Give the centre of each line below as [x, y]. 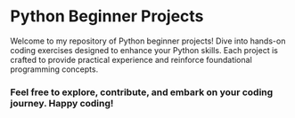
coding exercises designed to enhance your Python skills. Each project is [144, 50]
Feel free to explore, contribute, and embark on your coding [142, 92]
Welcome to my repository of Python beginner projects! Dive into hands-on [148, 41]
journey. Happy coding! [62, 103]
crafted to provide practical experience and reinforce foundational [131, 59]
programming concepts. [54, 69]
